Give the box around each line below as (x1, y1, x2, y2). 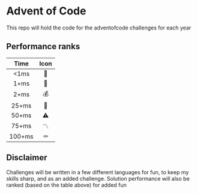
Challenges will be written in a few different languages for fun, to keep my (6, 168, 189, 175)
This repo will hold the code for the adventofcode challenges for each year (6, 24, 192, 31)
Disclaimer (6, 153, 47, 163)
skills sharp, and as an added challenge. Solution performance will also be (6, 175, 190, 182)
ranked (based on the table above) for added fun (6, 181, 127, 189)
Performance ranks (6, 41, 80, 52)
